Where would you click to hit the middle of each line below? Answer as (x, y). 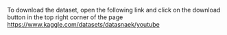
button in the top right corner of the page (65, 17)
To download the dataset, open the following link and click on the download (114, 10)
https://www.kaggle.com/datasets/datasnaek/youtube (83, 24)
